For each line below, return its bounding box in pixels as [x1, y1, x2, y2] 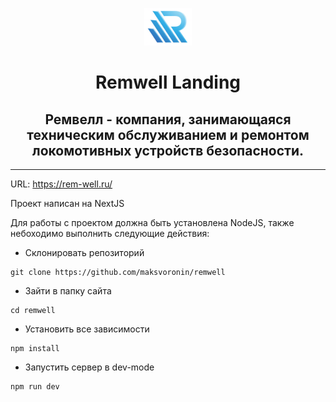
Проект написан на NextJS [10, 198, 125, 209]
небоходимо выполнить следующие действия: [10, 228, 210, 239]
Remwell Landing [94, 71, 242, 94]
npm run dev [10, 382, 60, 392]
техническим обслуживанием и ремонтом [26, 126, 310, 143]
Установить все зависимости [24, 323, 150, 335]
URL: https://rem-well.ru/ [10, 178, 113, 190]
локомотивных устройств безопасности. [31, 142, 305, 159]
